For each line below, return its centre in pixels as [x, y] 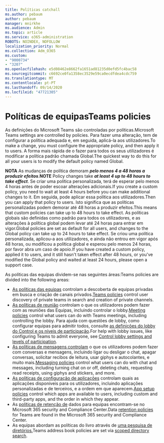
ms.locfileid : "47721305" [31, 92]
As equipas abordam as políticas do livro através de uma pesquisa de [82, 425]
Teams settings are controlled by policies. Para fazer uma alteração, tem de [81, 135]
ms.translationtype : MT [29, 78]
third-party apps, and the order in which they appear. [66, 399]
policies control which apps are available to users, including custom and [85, 394]
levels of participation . [35, 342]
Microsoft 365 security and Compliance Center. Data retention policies [82, 410]
